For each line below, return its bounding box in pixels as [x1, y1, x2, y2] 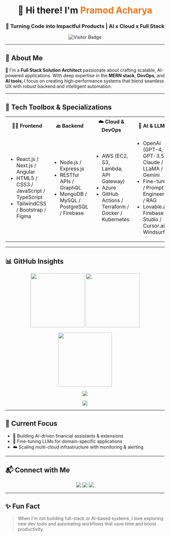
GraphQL [60, 184, 82, 191]
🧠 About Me [5, 53, 43, 62]
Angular [16, 169, 35, 176]
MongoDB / [60, 190, 87, 197]
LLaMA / [143, 165, 163, 172]
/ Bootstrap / [16, 207, 47, 214]
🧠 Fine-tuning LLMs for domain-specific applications [12, 438, 122, 444]
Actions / [102, 197, 123, 204]
